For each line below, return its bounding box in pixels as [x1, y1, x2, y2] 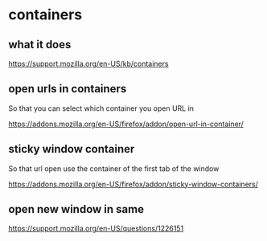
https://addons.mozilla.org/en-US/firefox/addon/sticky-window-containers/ [8, 179, 259, 189]
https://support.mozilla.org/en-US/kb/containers [8, 59, 169, 68]
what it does [8, 38, 72, 51]
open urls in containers [8, 82, 127, 96]
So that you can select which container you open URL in [8, 103, 195, 113]
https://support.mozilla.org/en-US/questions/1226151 [8, 223, 184, 234]
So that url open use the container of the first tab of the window [8, 163, 220, 174]
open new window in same [8, 202, 145, 216]
